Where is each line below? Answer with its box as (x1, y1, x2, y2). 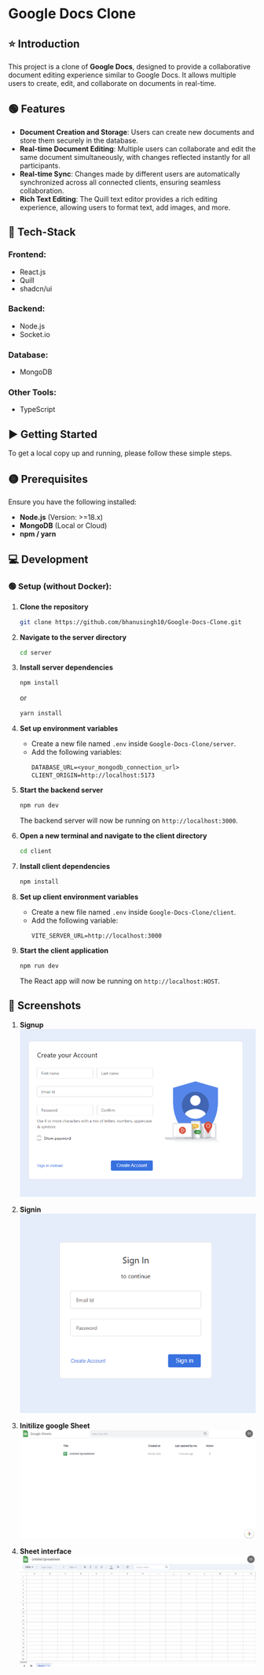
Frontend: (8, 249, 47, 260)
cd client (19, 848, 53, 856)
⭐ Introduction (8, 37, 80, 50)
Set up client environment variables (19, 892, 139, 901)
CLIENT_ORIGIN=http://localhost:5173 (31, 771, 156, 780)
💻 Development (8, 553, 89, 566)
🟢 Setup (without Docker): (8, 581, 112, 592)
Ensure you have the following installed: (8, 497, 137, 507)
